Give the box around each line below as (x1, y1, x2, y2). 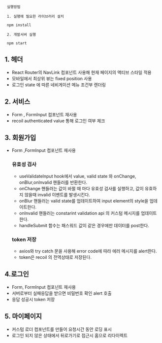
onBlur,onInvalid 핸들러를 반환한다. (19, 179, 87, 185)
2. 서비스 (4, 98, 31, 106)
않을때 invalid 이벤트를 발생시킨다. (24, 192, 91, 198)
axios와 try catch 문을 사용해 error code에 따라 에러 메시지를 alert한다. (19, 248, 157, 254)
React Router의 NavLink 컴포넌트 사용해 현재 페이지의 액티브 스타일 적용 (11, 69, 152, 75)
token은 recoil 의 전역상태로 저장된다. (19, 254, 92, 260)
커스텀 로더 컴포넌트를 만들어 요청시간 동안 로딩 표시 (11, 326, 112, 332)
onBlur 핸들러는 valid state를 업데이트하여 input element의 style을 (19, 198, 149, 204)
